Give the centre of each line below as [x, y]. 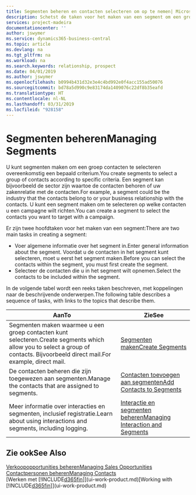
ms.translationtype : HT [35, 93]
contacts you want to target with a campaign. [60, 217]
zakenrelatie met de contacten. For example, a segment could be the [88, 192]
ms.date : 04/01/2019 [31, 71]
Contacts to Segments [151, 390]
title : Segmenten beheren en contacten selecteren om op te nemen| [90, 11]
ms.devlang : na [24, 50]
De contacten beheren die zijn [50, 371]
